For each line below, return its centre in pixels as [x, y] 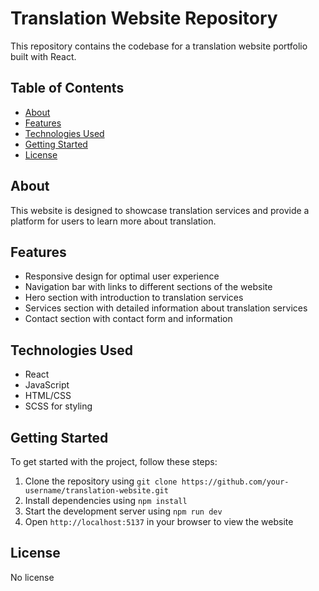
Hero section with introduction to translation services [134, 298]
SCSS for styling [58, 406]
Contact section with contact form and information [128, 319]
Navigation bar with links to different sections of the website [148, 287]
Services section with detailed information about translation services [166, 308]
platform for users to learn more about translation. [113, 221]
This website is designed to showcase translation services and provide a [160, 210]
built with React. [43, 56]
